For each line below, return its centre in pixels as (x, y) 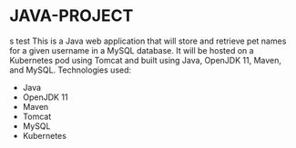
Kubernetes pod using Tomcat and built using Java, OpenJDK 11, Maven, (146, 60)
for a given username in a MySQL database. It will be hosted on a (132, 50)
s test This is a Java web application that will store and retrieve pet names (148, 41)
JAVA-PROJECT (71, 16)
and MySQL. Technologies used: (71, 70)
